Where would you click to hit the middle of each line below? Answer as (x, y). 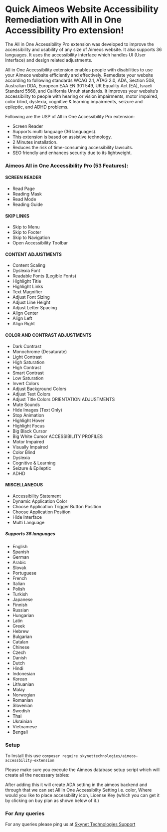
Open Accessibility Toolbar (40, 243)
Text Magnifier (27, 292)
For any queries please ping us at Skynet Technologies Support (70, 825)
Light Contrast (27, 357)
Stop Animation (28, 415)
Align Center (25, 313)
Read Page (23, 189)
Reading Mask (27, 194)
